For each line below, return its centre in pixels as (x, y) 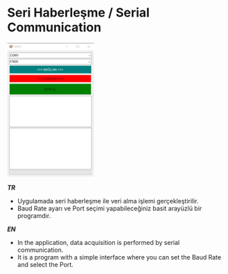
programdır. (34, 215)
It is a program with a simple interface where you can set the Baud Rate (119, 257)
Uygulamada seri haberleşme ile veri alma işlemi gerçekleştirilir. (108, 201)
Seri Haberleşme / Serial (79, 13)
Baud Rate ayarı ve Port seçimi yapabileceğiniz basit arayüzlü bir (109, 208)
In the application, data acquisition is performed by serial (98, 242)
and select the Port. (45, 264)
